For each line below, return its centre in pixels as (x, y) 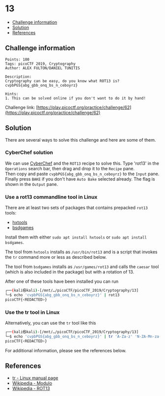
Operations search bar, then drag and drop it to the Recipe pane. (70, 168)
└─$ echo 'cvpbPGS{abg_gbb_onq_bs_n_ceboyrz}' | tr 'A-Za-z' (69, 336)
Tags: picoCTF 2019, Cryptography (41, 64)
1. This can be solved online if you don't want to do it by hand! (76, 98)
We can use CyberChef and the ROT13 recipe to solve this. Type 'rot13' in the (82, 163)
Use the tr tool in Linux (32, 312)
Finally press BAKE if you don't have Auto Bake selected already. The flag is (80, 179)
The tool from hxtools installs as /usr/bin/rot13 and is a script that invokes (81, 252)
